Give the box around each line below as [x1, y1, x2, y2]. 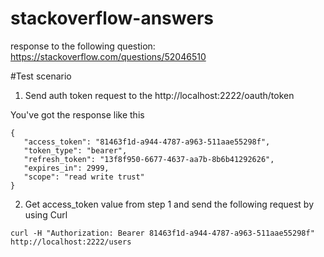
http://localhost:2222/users [10, 237, 132, 247]
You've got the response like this [10, 108, 145, 121]
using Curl [24, 208, 68, 221]
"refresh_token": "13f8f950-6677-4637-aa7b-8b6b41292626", [23, 154, 275, 164]
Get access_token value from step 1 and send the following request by [24, 198, 315, 210]
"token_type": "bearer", [23, 145, 128, 156]
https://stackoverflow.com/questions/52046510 [10, 50, 207, 62]
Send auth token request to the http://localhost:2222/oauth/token [24, 89, 295, 101]
